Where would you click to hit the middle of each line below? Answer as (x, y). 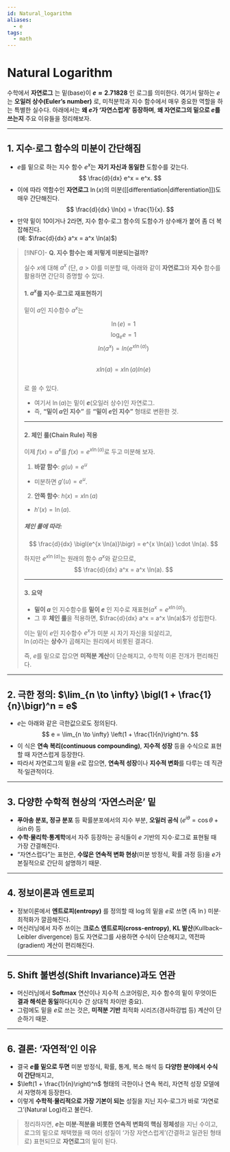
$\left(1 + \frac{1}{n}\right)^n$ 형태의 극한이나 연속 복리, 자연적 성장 (109, 1084)
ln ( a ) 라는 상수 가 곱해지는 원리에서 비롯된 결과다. (89, 642)
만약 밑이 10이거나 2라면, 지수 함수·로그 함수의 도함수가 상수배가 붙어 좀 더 (116, 221)
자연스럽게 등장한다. (59, 755)
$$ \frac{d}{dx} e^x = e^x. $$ (120, 178)
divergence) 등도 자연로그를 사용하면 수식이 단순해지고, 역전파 (122, 937)
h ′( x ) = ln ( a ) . (52, 510)
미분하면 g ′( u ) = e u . (61, 481)
